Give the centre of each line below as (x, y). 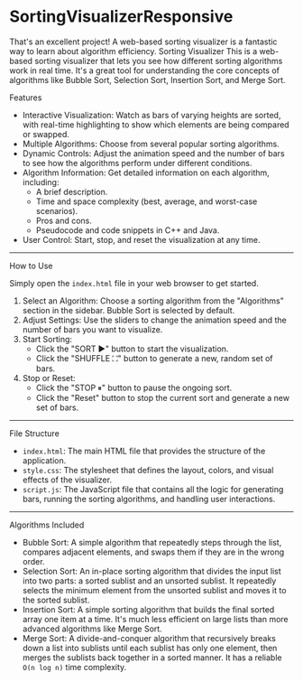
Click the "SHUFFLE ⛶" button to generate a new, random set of (154, 358)
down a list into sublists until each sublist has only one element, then (150, 648)
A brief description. (72, 191)
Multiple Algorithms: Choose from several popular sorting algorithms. (151, 144)
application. (44, 460)
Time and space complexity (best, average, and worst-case (147, 201)
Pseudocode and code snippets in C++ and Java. (128, 230)
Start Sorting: (47, 339)
